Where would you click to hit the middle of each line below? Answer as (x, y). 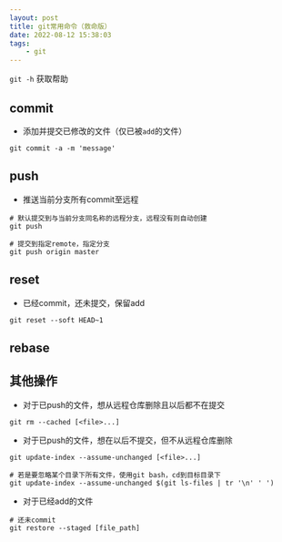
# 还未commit (33, 520)
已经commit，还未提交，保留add (84, 302)
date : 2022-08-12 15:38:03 (60, 35)
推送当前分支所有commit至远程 (81, 199)
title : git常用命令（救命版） (60, 26)
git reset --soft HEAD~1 (56, 320)
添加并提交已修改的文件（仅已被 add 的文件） (105, 131)
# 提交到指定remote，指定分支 (60, 244)
